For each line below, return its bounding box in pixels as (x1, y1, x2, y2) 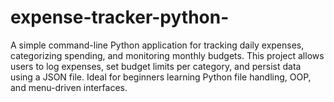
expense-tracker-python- (10, 6, 230, 29)
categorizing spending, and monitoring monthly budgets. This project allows (10, 49, 325, 61)
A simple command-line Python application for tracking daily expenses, (10, 39, 305, 51)
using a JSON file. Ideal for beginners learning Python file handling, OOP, (10, 71, 312, 83)
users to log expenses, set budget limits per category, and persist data (10, 60, 302, 72)
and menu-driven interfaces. (10, 81, 128, 93)
